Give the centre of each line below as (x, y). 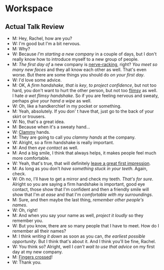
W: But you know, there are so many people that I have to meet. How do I (85, 226)
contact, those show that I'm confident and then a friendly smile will (81, 189)
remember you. (27, 221)
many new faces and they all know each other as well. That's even (79, 70)
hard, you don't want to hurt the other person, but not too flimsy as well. (85, 90)
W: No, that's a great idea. (38, 122)
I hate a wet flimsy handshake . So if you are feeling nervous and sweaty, (85, 96)
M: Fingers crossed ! (32, 257)
